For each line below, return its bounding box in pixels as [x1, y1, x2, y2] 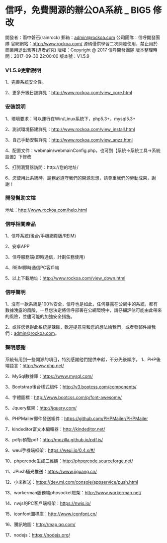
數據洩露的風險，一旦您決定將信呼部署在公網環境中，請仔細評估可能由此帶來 [5, 307, 162, 313]
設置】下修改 [5, 153, 31, 159]
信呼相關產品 [5, 220, 36, 227]
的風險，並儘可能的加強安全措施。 [5, 313, 75, 319]
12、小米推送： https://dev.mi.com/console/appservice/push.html [5, 479, 138, 485]
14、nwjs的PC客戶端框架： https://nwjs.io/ [5, 500, 91, 506]
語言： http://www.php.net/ [9, 362, 65, 369]
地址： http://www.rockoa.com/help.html [5, 207, 87, 213]
